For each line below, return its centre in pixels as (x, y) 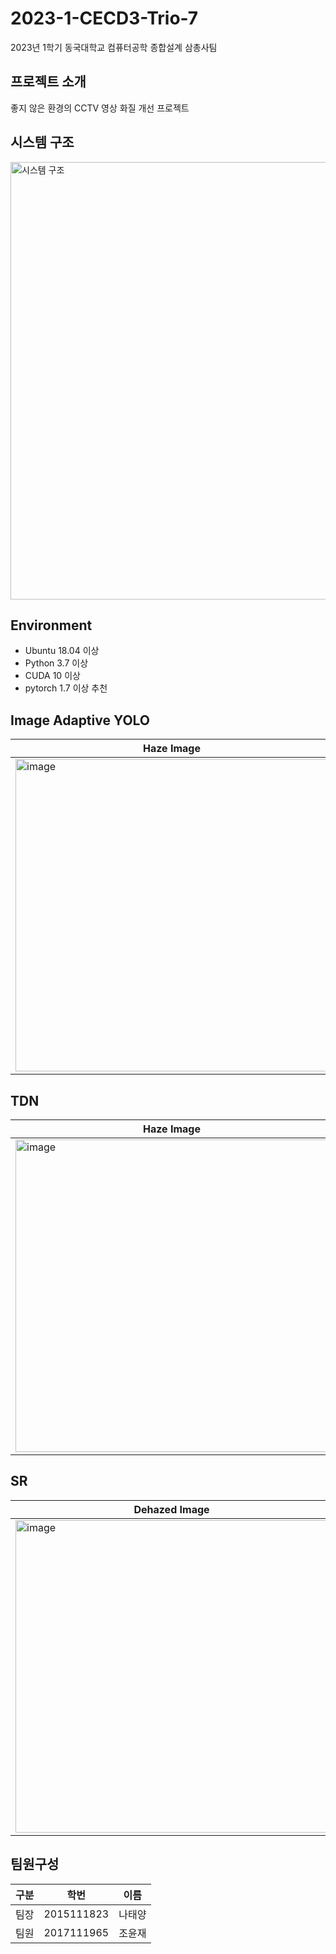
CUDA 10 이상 (52, 676)
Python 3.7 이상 (56, 663)
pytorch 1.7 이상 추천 (66, 688)
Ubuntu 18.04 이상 (62, 651)
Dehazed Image (171, 1509)
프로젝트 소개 (48, 82)
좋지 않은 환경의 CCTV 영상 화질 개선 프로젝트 (100, 108)
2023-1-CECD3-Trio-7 (104, 18)
